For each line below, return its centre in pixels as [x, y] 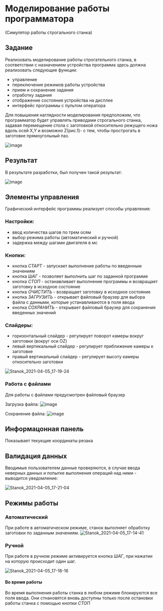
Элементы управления [42, 197]
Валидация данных [36, 456]
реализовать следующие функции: [41, 70]
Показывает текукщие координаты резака [49, 441]
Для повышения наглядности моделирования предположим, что [73, 115]
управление [25, 79]
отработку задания [32, 95]
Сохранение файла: [26, 414]
